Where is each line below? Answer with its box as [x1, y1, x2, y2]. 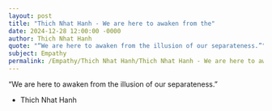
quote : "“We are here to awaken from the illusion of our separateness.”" [8, 42, 266, 50]
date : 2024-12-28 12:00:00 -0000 [8, 27, 121, 35]
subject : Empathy [8, 49, 67, 58]
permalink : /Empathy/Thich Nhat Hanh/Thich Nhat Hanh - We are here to [8, 58, 255, 66]
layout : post [8, 11, 53, 20]
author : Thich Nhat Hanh [8, 34, 92, 43]
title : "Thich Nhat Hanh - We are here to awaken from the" [8, 19, 216, 28]
